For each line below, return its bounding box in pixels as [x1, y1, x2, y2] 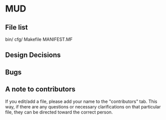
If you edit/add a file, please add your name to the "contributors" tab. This [5, 98, 157, 104]
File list [5, 23, 28, 32]
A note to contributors [5, 85, 76, 93]
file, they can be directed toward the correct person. [5, 109, 113, 115]
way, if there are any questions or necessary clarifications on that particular [5, 103, 161, 109]
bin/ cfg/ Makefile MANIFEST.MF [5, 36, 73, 42]
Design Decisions [5, 51, 61, 59]
